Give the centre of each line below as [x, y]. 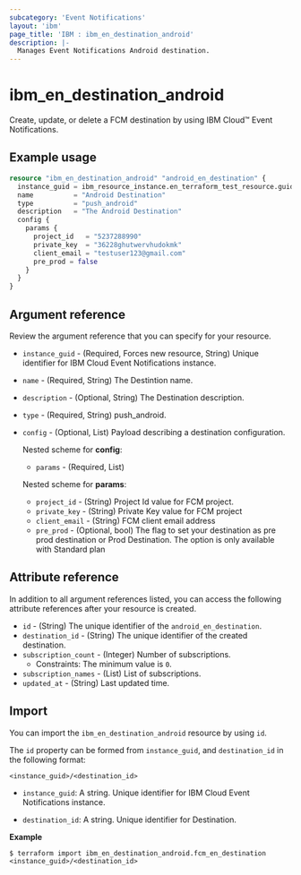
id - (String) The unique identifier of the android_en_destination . [142, 626]
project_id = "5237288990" [87, 236]
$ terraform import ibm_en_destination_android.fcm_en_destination [138, 853]
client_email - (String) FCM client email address [125, 520]
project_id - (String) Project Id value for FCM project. [135, 502]
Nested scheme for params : [74, 484]
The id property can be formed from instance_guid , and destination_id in [146, 750]
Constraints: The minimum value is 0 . [103, 664]
